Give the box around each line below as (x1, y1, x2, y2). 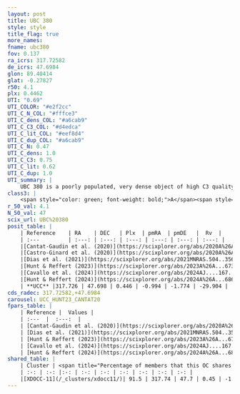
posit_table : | (7, 223, 53, 230)
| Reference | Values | (20, 309, 94, 316)
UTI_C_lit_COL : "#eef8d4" (7, 130, 84, 137)
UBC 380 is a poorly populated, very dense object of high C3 (20, 183, 209, 190)
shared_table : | (7, 355, 56, 363)
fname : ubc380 (7, 44, 50, 51)
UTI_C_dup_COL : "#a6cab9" (7, 136, 84, 143)
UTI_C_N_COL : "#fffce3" (7, 110, 79, 117)
